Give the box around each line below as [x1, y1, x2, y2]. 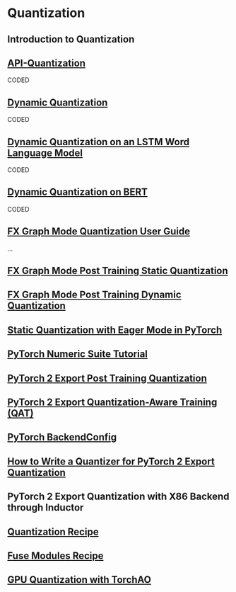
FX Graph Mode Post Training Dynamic [7, 289, 182, 301]
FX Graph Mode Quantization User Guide [7, 225, 191, 238]
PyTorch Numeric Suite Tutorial [7, 348, 148, 360]
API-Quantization [7, 57, 86, 69]
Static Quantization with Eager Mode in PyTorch [7, 324, 223, 336]
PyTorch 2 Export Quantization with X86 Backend [7, 491, 230, 503]
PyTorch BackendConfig [7, 431, 117, 443]
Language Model [7, 147, 83, 159]
